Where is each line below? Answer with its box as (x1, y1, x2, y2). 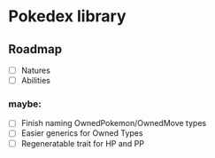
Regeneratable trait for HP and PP (20, 138, 145, 148)
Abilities (20, 75, 50, 86)
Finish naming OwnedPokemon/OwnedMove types (20, 118, 207, 129)
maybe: (8, 98, 42, 110)
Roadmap (8, 42, 63, 57)
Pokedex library (8, 6, 127, 27)
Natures (20, 65, 50, 75)
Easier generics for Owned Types (20, 128, 143, 138)
